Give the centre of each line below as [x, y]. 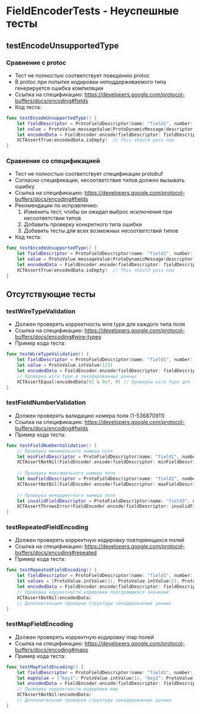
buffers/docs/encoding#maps [51, 650]
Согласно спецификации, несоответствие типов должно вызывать [100, 180]
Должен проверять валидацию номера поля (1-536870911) [90, 416]
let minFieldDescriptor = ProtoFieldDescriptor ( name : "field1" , [98, 457]
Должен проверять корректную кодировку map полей [84, 637]
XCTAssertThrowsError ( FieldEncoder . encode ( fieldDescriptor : [93, 506]
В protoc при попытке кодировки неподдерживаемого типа [90, 82]
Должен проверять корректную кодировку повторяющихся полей [99, 540]
